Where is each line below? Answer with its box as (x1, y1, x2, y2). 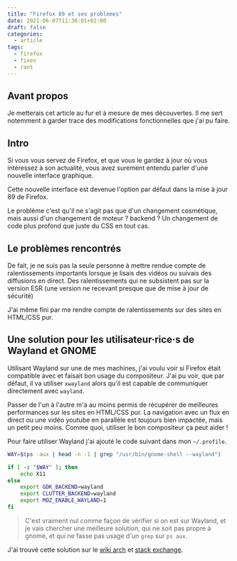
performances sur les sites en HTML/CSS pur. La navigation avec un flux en (7, 408, 230, 416)
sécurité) (7, 292, 34, 300)
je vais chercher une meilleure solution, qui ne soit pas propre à (24, 524, 211, 532)
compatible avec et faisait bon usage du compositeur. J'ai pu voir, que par (7, 371, 225, 380)
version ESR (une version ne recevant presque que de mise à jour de (7, 284, 209, 293)
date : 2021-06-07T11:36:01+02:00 (7, 17, 107, 24)
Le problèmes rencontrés (7, 242, 122, 254)
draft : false (7, 24, 46, 31)
